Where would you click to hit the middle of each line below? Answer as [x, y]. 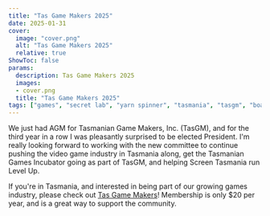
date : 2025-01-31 [37, 23]
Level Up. [24, 171]
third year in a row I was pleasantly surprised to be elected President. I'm [129, 137]
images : [29, 83]
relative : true [41, 53]
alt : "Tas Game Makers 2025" [64, 46]
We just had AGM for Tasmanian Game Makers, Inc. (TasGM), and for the [129, 128]
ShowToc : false [34, 61]
